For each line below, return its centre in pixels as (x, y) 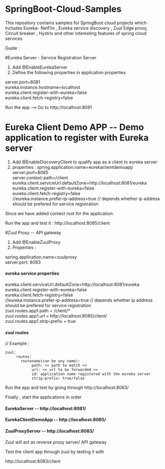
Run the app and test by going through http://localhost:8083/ (67, 388)
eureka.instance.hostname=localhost (43, 87)
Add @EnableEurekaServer (40, 67)
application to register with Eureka (77, 138)
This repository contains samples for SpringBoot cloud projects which (76, 23)
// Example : (17, 344)
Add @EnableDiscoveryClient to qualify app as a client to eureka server (85, 162)
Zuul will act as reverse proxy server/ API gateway (56, 442)
